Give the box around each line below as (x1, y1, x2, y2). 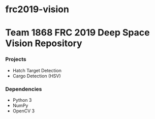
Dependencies (5, 85, 42, 93)
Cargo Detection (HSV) (12, 73, 61, 79)
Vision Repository (5, 38, 82, 49)
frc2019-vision (5, 4, 70, 15)
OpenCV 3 (12, 108, 35, 114)
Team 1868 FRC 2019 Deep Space (5, 27, 150, 39)
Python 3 (12, 97, 32, 103)
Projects (5, 56, 26, 63)
